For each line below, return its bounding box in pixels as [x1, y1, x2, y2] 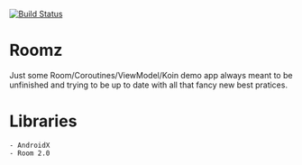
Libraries [9, 111, 78, 132]
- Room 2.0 [9, 149, 50, 158]
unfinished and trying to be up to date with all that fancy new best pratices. [9, 79, 288, 90]
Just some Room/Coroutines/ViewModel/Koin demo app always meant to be [9, 69, 293, 80]
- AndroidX [9, 141, 50, 150]
